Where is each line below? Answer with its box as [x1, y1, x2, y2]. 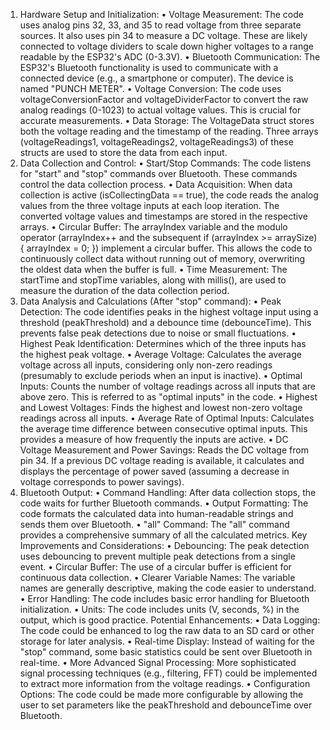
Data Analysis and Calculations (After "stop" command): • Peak [19, 295, 282, 307]
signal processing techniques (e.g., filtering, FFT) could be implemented [19, 667, 318, 679]
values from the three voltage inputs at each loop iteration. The [19, 200, 280, 211]
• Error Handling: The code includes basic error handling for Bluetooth [19, 593, 310, 604]
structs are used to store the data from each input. [19, 147, 228, 158]
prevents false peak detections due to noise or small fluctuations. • [19, 327, 297, 339]
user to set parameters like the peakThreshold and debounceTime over [19, 699, 313, 711]
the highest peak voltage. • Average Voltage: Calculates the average [19, 349, 302, 360]
